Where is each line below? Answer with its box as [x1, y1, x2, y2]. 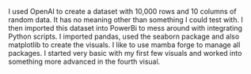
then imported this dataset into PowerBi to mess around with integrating [8, 24, 243, 32]
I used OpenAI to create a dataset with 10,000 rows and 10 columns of [8, 7, 237, 16]
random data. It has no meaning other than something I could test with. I [8, 15, 243, 24]
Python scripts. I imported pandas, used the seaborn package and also [8, 31, 240, 41]
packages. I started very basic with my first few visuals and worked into [8, 49, 242, 57]
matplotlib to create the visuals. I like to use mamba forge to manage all [8, 40, 241, 50]
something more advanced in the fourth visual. [8, 57, 161, 66]
